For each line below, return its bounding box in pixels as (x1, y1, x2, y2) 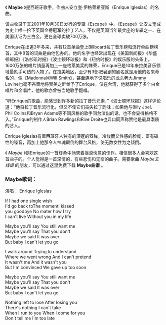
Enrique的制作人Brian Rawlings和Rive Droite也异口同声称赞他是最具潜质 (13, 116, 160, 122)
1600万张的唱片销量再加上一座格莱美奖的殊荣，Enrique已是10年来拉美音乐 (5, 62, 157, 68)
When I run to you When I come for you (5, 310, 85, 316)
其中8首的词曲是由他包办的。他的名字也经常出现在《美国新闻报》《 (13, 50, 149, 56)
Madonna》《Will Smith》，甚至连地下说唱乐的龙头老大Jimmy (26, 75, 147, 81)
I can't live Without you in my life (5, 214, 72, 219)
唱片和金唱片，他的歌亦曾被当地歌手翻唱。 (5, 87, 92, 93)
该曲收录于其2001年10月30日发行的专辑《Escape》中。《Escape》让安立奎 (5, 21, 157, 27)
